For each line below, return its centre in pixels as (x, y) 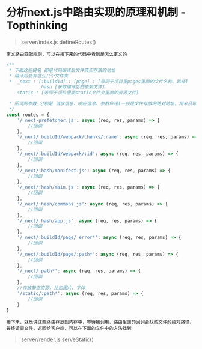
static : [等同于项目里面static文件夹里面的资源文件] (78, 93)
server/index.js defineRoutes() (58, 42)
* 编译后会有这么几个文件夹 (38, 76)
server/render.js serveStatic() (57, 339)
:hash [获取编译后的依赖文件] (72, 87)
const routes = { (28, 115)
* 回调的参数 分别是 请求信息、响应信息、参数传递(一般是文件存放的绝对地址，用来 (98, 104)
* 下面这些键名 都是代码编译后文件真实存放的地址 (62, 70)
